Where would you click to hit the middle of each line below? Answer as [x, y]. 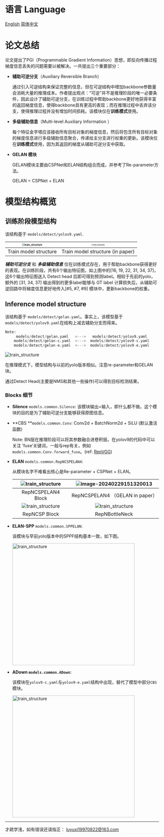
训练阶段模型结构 [31, 221]
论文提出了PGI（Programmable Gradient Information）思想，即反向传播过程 [81, 60]
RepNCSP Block [41, 514]
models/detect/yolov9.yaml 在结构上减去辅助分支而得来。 [62, 322]
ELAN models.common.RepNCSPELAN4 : [48, 461]
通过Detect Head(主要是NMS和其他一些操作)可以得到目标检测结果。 [73, 381]
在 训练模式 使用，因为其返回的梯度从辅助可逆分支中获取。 [70, 144]
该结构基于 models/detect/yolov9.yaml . [44, 234]
